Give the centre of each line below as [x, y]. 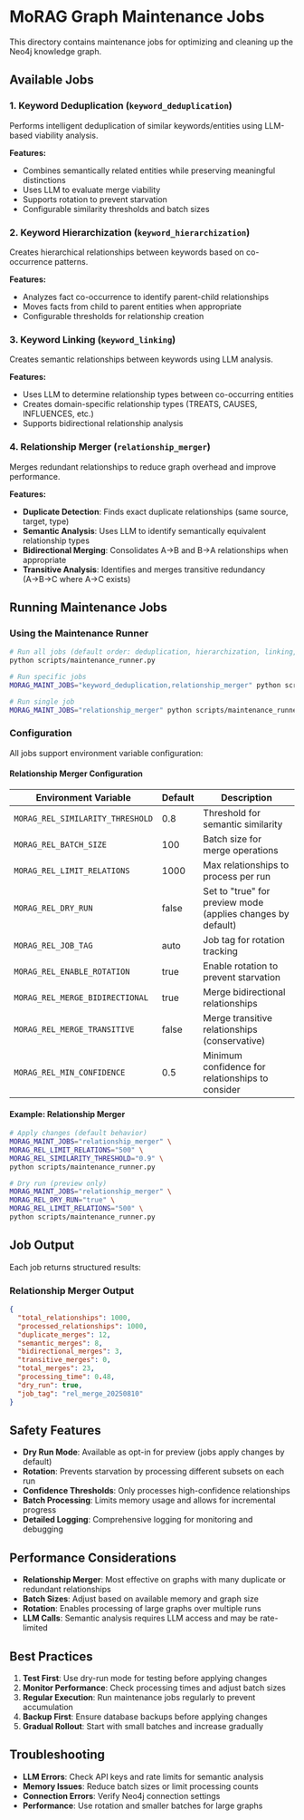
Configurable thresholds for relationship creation [113, 316]
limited [35, 1628]
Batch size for [233, 839]
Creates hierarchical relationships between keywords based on [127, 252]
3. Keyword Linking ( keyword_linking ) [93, 339]
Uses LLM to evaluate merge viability [91, 190]
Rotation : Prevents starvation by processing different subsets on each [153, 1472]
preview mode [233, 902]
